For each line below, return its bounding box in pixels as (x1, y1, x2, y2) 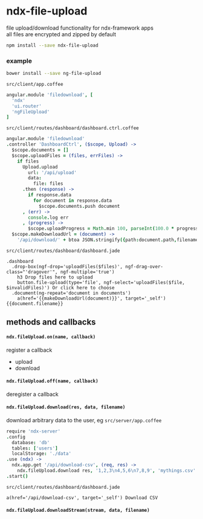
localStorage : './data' (11, 451, 71, 457)
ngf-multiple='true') (60, 269, 115, 275)
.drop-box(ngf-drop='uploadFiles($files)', (11, 263, 123, 269)
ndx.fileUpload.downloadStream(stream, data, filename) (6, 508, 150, 514)
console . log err (28, 214, 69, 221)
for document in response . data (33, 198, 112, 204)
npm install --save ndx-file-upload (6, 42, 98, 48)
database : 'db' (11, 439, 50, 445)
